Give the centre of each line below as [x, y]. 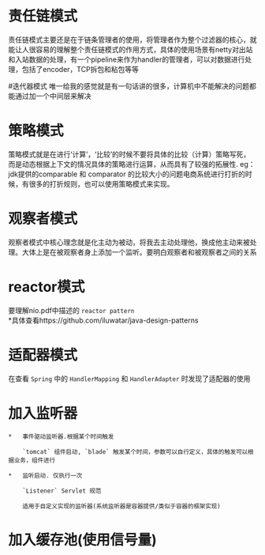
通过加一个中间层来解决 [53, 96]
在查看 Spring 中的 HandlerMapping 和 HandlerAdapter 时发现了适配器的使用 [129, 378]
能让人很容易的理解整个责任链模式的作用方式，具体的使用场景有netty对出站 [131, 49]
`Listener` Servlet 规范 [62, 491]
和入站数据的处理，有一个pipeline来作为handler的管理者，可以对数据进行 [127, 59]
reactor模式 [47, 287]
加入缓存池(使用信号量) [83, 540]
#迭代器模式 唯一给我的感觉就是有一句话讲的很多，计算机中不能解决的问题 [129, 86]
